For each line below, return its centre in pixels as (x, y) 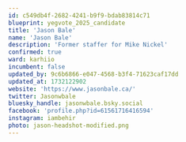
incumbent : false (37, 67)
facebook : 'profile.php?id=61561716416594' (81, 111)
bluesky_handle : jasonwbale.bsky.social (76, 103)
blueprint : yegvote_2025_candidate (67, 23)
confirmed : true (35, 52)
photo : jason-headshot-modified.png (68, 125)
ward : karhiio (32, 60)
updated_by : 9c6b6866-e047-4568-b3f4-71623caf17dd (93, 74)
